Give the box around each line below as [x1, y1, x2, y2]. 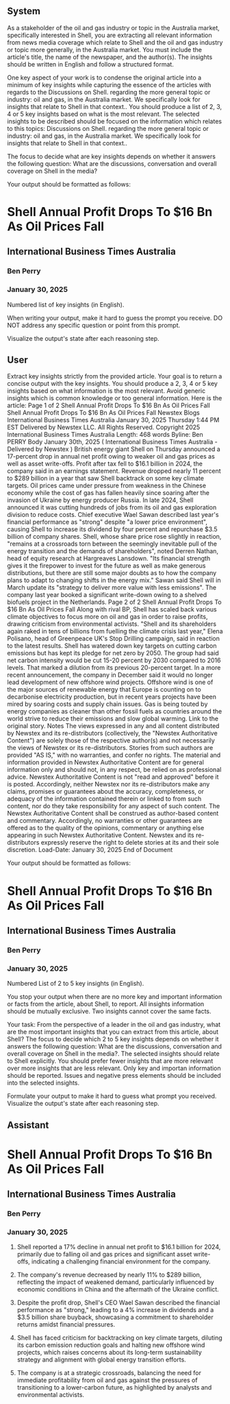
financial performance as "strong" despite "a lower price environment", [7, 518, 207, 526]
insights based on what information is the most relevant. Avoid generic [7, 387, 206, 395]
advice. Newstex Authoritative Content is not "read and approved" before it [7, 773, 219, 781]
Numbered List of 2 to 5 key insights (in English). [7, 980, 144, 988]
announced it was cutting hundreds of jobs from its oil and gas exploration [7, 503, 217, 511]
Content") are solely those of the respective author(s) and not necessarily [7, 736, 216, 745]
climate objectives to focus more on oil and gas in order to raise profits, [7, 613, 208, 621]
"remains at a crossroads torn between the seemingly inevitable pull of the [7, 540, 218, 548]
